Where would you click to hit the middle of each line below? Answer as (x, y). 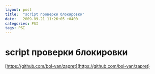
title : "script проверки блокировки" (45, 14)
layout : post (18, 10)
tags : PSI (15, 28)
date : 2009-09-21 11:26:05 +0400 (42, 19)
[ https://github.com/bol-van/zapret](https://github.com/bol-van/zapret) (77, 66)
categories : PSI (22, 23)
